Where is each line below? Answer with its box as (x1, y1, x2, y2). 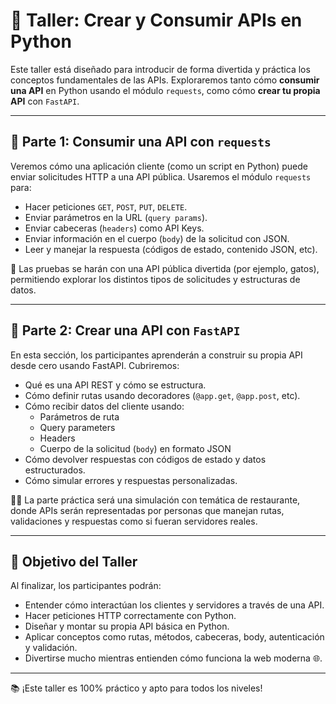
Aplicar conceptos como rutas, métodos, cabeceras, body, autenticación (24, 631, 325, 643)
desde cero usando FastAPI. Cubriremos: (10, 359, 180, 371)
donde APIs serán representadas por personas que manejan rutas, (10, 504, 285, 516)
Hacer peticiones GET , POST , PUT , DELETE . (24, 200, 188, 213)
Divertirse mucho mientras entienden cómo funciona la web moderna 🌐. (24, 652, 323, 664)
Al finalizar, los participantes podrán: (10, 580, 162, 592)
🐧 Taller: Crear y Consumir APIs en (10, 9, 303, 32)
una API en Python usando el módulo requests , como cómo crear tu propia (10, 84, 321, 96)
